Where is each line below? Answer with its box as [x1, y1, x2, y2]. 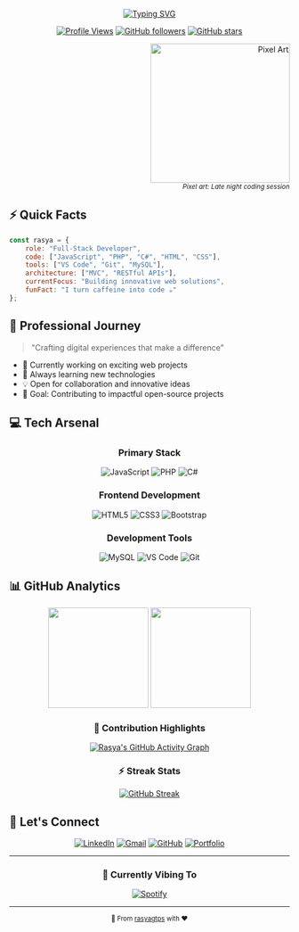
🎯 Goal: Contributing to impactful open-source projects [21, 388, 224, 399]
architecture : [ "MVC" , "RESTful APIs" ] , [25, 268, 177, 278]
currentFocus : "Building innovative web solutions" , [25, 277, 225, 286]
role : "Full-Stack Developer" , [25, 243, 141, 253]
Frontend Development [99, 489, 200, 501]
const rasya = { [9, 235, 69, 244]
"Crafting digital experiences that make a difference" [30, 342, 224, 352]
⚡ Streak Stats [118, 764, 181, 777]
